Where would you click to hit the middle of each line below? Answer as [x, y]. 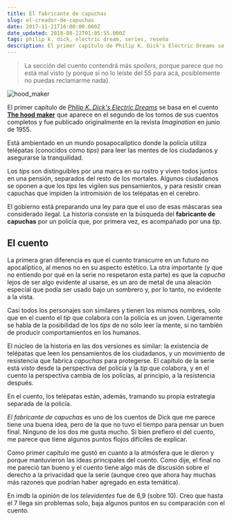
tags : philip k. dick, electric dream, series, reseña [88, 40]
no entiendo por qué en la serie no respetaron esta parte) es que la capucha [116, 274]
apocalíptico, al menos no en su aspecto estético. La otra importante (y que [115, 267]
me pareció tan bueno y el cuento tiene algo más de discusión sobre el [108, 467]
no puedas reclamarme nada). [67, 80]
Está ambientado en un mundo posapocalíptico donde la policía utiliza [107, 143]
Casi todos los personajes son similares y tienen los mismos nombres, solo [114, 310]
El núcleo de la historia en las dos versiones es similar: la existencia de [108, 346]
